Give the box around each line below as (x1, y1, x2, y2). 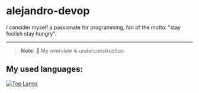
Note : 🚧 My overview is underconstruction (20, 47, 124, 54)
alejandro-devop (6, 4, 90, 18)
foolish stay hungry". (6, 30, 57, 37)
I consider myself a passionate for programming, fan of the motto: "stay (6, 24, 181, 31)
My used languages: (6, 64, 83, 75)
